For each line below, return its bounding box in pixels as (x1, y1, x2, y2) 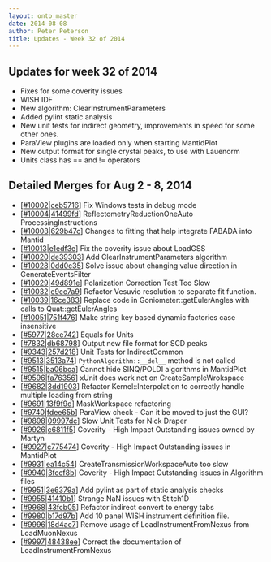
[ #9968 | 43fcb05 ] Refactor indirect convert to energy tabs (19, 502, 215, 512)
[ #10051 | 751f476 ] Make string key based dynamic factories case (19, 312, 236, 322)
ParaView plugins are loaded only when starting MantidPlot (19, 138, 218, 148)
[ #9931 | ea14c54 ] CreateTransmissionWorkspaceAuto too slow (19, 459, 229, 469)
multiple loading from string (19, 390, 113, 400)
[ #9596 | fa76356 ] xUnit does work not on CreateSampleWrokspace (19, 373, 245, 383)
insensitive (19, 321, 57, 331)
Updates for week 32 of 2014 (8, 64, 158, 78)
